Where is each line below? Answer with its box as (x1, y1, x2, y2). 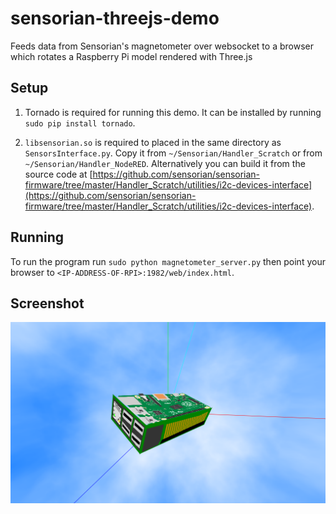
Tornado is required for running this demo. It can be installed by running (24, 106, 322, 118)
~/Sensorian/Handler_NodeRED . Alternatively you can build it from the (24, 157, 306, 169)
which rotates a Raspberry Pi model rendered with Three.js (10, 50, 253, 62)
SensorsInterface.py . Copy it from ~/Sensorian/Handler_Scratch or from (24, 147, 323, 159)
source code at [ (24, 168, 93, 180)
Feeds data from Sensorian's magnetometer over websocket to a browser (10, 40, 314, 52)
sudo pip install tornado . (24, 117, 136, 129)
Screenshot (10, 295, 85, 312)
